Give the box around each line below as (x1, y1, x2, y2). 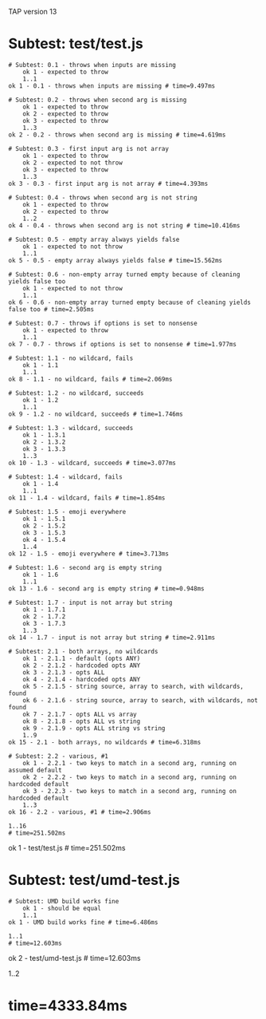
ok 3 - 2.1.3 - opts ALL (22, 668, 105, 677)
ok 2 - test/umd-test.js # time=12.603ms (8, 953, 141, 962)
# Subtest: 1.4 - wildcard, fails (8, 472, 123, 481)
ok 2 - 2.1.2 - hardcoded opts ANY (22, 662, 141, 669)
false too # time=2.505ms (8, 305, 94, 314)
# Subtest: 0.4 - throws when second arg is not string (8, 193, 198, 202)
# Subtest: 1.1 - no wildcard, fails (8, 354, 134, 362)
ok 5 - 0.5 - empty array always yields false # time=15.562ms (8, 256, 223, 264)
